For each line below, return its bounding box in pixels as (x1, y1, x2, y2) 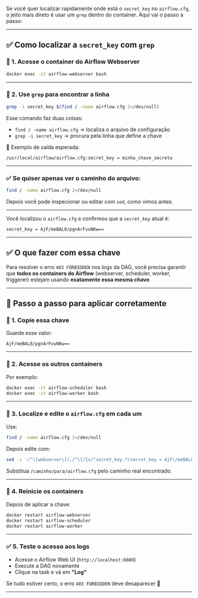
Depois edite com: (6, 445, 51, 452)
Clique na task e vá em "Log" (14, 568, 87, 576)
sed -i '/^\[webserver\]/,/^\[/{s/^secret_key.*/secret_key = (6, 456, 162, 463)
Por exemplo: (6, 373, 38, 380)
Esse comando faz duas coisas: (6, 114, 83, 121)
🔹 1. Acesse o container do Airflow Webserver (6, 58, 140, 66)
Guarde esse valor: (6, 330, 52, 337)
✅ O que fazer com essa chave (6, 248, 121, 258)
